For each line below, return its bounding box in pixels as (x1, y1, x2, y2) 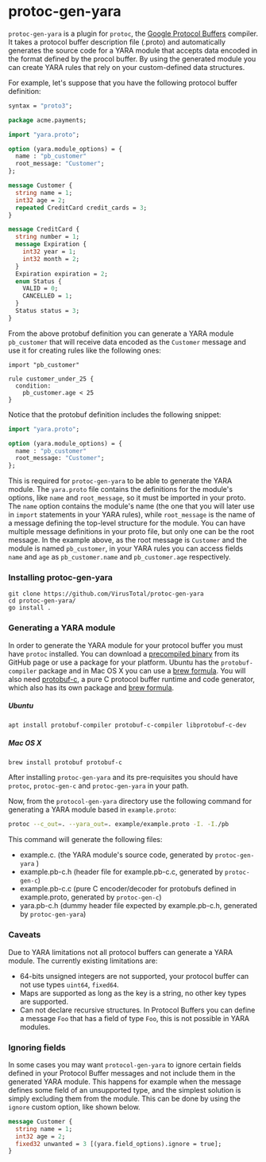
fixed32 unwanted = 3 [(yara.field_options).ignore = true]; (15, 1140, 222, 1148)
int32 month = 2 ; (22, 255, 80, 263)
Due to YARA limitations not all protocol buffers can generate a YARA (8, 947, 233, 957)
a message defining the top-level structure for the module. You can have (8, 518, 246, 528)
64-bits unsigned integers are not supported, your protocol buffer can (19, 971, 249, 981)
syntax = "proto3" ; (8, 102, 73, 110)
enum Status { (15, 277, 62, 285)
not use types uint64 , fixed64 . (19, 980, 119, 989)
